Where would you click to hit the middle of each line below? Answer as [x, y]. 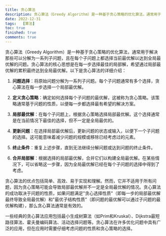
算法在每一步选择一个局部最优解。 [51, 87]
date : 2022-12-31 [23, 19]
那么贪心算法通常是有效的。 [57, 205]
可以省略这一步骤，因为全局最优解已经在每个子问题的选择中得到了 [92, 164]
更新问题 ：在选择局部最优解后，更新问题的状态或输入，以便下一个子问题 [86, 131]
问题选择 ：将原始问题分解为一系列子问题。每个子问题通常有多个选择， [84, 81]
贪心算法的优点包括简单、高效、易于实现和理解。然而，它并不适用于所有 [79, 181]
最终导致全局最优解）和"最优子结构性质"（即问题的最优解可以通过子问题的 [81, 199]
